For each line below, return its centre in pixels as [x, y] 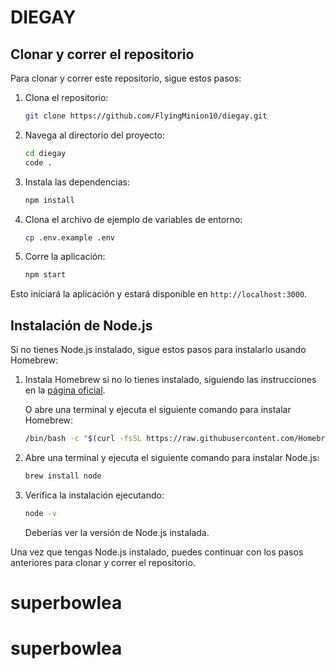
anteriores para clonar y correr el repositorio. [103, 562]
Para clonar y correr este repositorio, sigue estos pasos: [126, 78]
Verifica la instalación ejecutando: [94, 495]
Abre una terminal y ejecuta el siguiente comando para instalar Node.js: [172, 457]
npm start [45, 275]
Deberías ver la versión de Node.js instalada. [117, 532]
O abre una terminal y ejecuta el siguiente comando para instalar [158, 410]
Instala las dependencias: [77, 182]
